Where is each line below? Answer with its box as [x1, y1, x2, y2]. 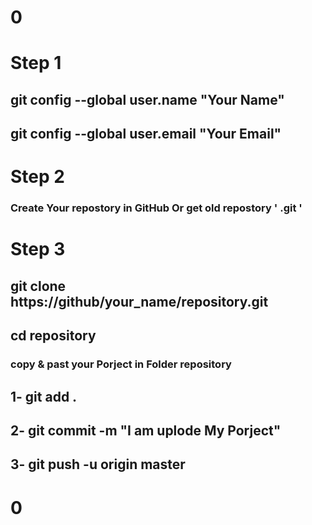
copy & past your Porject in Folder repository [10, 357, 232, 371]
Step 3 [10, 238, 66, 261]
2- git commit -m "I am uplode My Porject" [10, 422, 282, 439]
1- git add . [10, 388, 78, 405]
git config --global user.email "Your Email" [10, 126, 282, 143]
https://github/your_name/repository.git [10, 293, 269, 310]
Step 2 [10, 166, 65, 188]
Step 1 [10, 52, 62, 75]
